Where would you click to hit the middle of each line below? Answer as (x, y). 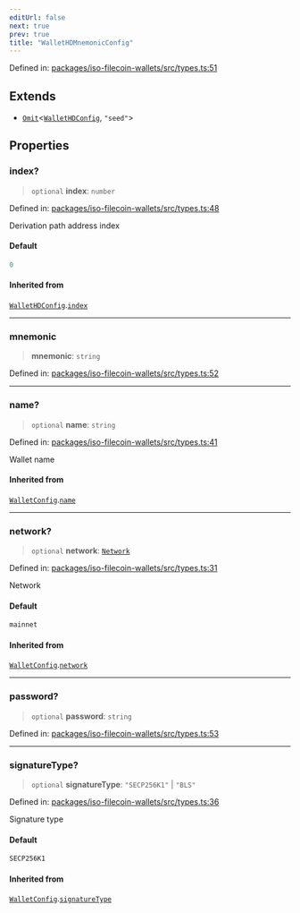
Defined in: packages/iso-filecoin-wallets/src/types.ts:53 (114, 733)
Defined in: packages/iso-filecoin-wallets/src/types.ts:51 (113, 68)
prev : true (29, 34)
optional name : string (73, 424)
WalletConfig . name (42, 499)
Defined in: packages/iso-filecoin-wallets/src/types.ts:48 (115, 208)
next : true (29, 26)
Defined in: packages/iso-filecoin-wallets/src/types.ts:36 (114, 802)
